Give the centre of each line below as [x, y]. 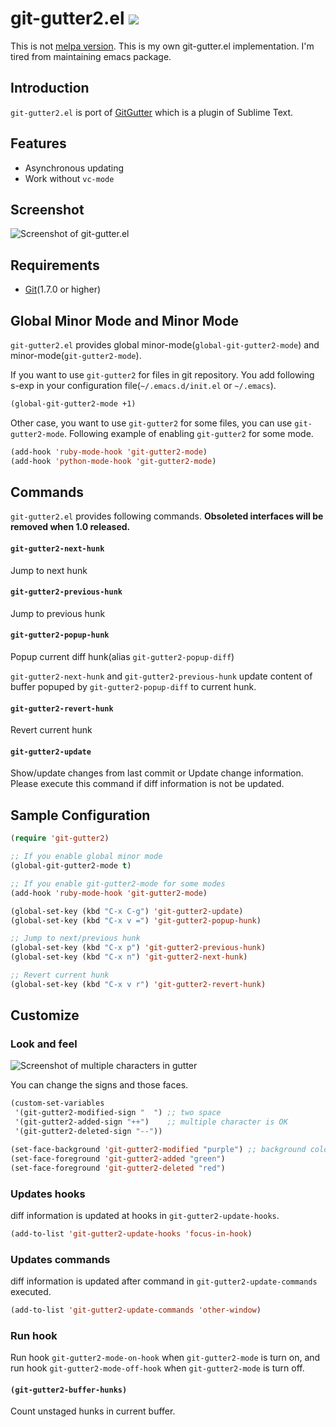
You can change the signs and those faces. [99, 1085]
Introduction [50, 88]
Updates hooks [48, 1194]
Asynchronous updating [74, 168]
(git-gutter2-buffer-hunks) [69, 1390]
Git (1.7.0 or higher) [63, 289]
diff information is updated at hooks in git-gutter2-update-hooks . [145, 1215]
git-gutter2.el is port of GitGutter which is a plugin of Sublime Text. [152, 112]
